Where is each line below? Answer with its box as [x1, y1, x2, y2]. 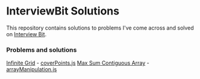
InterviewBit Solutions [6, 4, 119, 18]
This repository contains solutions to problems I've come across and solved [6, 24, 194, 31]
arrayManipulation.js [6, 66, 57, 73]
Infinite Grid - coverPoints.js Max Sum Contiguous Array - [6, 59, 149, 67]
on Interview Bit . [6, 30, 47, 37]
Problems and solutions [6, 45, 77, 54]
